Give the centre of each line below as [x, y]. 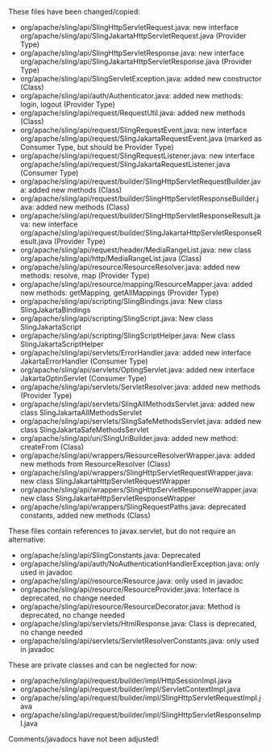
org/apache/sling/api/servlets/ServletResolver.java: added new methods [140, 387]
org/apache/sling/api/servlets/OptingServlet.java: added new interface [137, 370]
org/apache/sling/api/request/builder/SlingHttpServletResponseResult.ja [140, 216]
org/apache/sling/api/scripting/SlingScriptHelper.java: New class [127, 335]
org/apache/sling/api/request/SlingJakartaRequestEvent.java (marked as [141, 139]
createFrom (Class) [52, 447]
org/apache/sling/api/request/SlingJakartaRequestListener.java [125, 164]
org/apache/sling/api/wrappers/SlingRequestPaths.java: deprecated [133, 507]
